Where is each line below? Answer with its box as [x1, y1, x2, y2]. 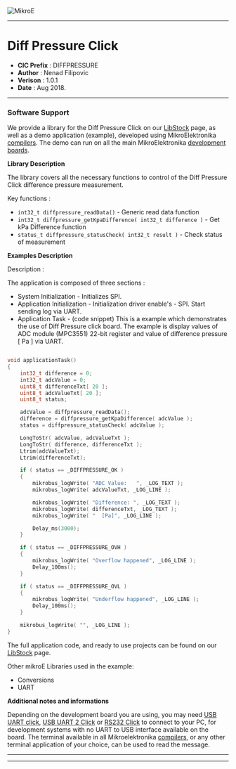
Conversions [17, 676, 55, 684]
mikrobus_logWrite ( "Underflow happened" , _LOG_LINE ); [32, 596, 199, 603]
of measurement [17, 238, 65, 246]
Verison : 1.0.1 [17, 76, 58, 84]
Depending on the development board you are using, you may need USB [7, 710, 217, 718]
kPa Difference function [17, 223, 86, 231]
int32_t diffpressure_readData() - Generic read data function [17, 208, 199, 217]
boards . [7, 146, 30, 155]
